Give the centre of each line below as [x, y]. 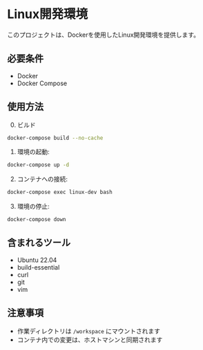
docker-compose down [37, 220]
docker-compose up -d [38, 165]
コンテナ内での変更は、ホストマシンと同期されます [90, 340]
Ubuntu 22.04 [37, 260]
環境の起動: [33, 152]
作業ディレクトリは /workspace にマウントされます [89, 331]
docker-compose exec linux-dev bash [60, 192]
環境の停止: [33, 207]
